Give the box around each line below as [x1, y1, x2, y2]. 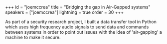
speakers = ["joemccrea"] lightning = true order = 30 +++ [5, 9, 124, 15]
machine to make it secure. [5, 34, 61, 40]
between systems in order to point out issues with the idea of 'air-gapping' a [5, 29, 162, 35]
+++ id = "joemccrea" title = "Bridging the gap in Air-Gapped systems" [5, 4, 151, 10]
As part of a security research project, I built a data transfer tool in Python [5, 19, 157, 24]
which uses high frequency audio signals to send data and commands [5, 24, 149, 30]
